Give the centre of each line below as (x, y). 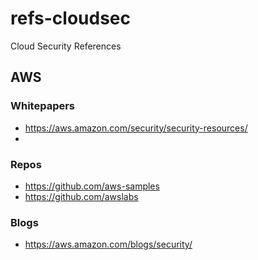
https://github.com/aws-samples (92, 186)
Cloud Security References (66, 46)
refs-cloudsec (70, 18)
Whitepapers (43, 106)
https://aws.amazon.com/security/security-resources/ (136, 128)
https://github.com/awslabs (81, 196)
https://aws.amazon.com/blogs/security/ (108, 244)
